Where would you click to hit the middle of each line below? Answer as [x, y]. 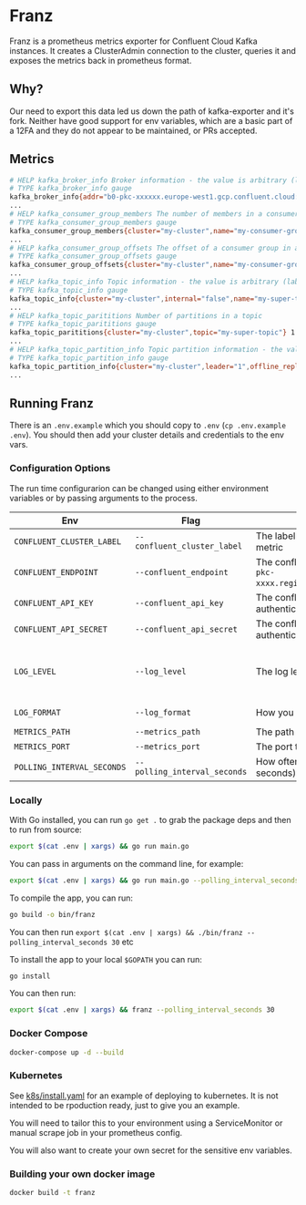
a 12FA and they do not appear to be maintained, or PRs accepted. [133, 130]
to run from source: [46, 829]
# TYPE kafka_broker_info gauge [71, 189]
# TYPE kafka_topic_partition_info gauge [89, 358]
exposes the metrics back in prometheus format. [101, 60]
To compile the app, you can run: [71, 898]
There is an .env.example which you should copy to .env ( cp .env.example [148, 426]
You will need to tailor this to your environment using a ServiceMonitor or [146, 1123]
